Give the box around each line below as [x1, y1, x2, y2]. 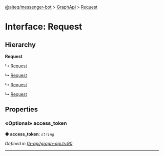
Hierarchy [5, 40, 36, 49]
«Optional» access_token [5, 120, 67, 127]
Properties [5, 105, 38, 114]
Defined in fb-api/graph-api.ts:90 [5, 140, 73, 146]
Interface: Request [5, 21, 82, 32]
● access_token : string [5, 131, 55, 137]
